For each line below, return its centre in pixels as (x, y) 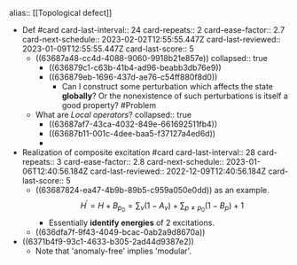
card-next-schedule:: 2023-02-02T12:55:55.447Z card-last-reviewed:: (151, 39)
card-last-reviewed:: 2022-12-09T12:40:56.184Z (178, 171)
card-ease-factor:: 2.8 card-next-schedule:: (144, 162)
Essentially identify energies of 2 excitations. (132, 222)
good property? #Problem (109, 105)
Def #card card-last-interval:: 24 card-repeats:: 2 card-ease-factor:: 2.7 (153, 30)
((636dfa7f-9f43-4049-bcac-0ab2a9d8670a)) (120, 232)
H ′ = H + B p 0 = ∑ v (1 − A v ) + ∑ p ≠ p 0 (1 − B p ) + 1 (162, 206)
